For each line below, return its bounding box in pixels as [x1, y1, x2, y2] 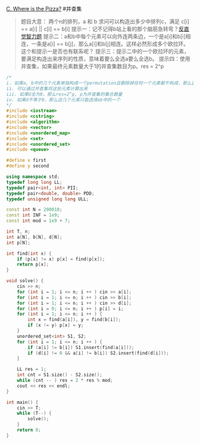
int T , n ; [6, 229, 31, 235]
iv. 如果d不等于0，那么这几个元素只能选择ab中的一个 [6, 97, 121, 103]
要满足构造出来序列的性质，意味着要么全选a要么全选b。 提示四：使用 [20, 55, 190, 62]
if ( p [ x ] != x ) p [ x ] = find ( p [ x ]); [17, 256, 105, 262]
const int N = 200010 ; [6, 206, 62, 213]
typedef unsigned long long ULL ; [6, 196, 89, 202]
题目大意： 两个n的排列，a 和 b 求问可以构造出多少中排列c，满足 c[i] [20, 18, 189, 25]
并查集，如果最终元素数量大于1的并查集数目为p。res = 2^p [20, 63, 164, 70]
